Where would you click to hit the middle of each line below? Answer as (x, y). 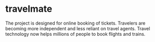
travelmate (29, 9)
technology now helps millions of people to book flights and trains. (75, 34)
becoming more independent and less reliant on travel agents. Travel (78, 28)
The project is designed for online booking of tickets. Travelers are (75, 23)
